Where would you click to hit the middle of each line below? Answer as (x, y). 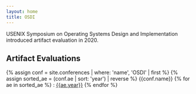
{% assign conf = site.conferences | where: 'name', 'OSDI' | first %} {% (92, 73)
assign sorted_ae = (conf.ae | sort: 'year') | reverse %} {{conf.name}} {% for (98, 79)
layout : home (22, 11)
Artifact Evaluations (43, 58)
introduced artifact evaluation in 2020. (52, 40)
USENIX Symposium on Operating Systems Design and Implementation (92, 33)
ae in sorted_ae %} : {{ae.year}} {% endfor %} (62, 85)
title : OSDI (21, 17)
